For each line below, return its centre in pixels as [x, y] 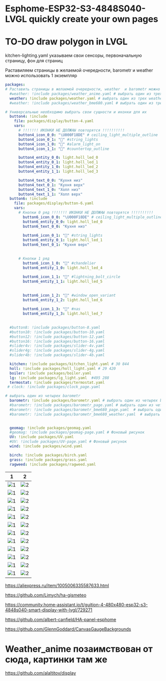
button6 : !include [29, 199]
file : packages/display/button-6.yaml [54, 203]
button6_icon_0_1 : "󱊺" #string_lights [63, 235]
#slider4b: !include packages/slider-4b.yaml [57, 355]
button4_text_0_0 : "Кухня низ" [50, 180]
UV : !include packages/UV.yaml [42, 437]
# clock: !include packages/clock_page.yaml [54, 387]
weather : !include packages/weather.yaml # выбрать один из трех [78, 98]
